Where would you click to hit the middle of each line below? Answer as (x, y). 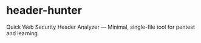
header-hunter (44, 10)
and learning (22, 33)
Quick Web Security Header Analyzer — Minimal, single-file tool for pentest (101, 27)
